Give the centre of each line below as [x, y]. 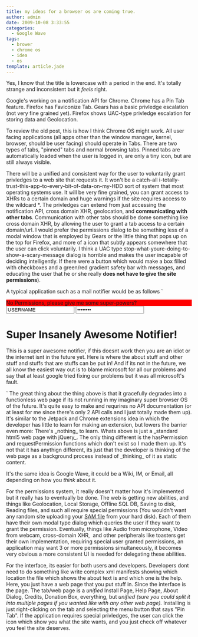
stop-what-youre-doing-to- [157, 249]
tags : [13, 39]
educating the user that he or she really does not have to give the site [91, 274]
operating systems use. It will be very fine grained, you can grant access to [97, 193]
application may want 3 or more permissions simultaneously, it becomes [94, 548]
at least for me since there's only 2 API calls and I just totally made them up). [99, 412]
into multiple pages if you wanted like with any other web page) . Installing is [98, 603]
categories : [21, 28]
